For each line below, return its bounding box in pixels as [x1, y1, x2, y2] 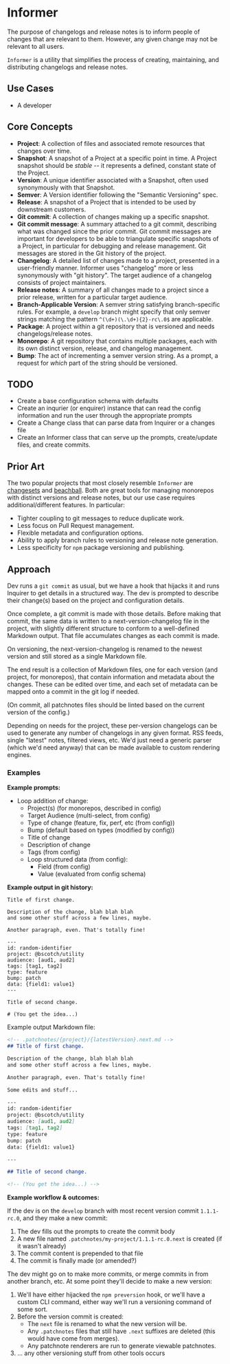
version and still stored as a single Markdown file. [7, 652, 148, 660]
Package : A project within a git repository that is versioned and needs [16, 322, 215, 330]
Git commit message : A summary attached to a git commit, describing [16, 220, 217, 228]
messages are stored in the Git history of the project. [16, 249, 167, 257]
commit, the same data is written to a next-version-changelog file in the [7, 617, 210, 625]
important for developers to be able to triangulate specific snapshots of [16, 234, 219, 242]
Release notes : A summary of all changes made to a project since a [16, 286, 209, 294]
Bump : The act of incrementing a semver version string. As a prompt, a [16, 351, 218, 359]
